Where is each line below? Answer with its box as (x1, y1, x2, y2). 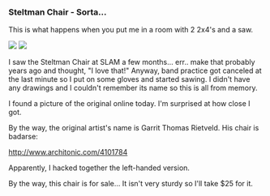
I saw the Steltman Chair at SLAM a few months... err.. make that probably (8, 58, 255, 67)
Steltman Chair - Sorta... (8, 6, 107, 18)
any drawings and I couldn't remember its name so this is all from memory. (8, 83, 258, 93)
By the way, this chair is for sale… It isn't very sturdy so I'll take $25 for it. (8, 179, 254, 189)
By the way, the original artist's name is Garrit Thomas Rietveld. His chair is (8, 123, 259, 133)
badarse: (8, 132, 38, 142)
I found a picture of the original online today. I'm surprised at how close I (8, 99, 251, 109)
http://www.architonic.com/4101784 (8, 147, 128, 157)
